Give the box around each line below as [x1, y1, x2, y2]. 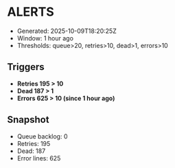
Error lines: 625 [16, 154, 61, 162]
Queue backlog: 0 [16, 132, 68, 141]
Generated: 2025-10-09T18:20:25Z [16, 27, 117, 35]
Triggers [7, 61, 45, 73]
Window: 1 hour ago [16, 34, 74, 42]
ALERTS [7, 4, 55, 20]
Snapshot [7, 114, 49, 125]
